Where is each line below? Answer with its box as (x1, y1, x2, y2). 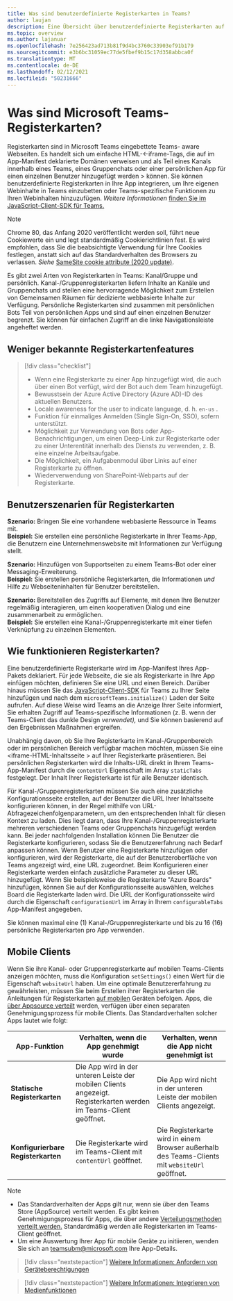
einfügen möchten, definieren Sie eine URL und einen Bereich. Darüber (7, 678, 210, 687)
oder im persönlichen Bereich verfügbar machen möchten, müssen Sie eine (7, 744, 223, 752)
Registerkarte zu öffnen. (34, 464, 104, 473)
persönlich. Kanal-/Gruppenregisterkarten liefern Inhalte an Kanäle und (7, 279, 210, 287)
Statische (10, 1083, 43, 1093)
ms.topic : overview (7, 29, 64, 37)
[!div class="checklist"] (24, 362, 92, 370)
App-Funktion (15, 1041, 64, 1051)
